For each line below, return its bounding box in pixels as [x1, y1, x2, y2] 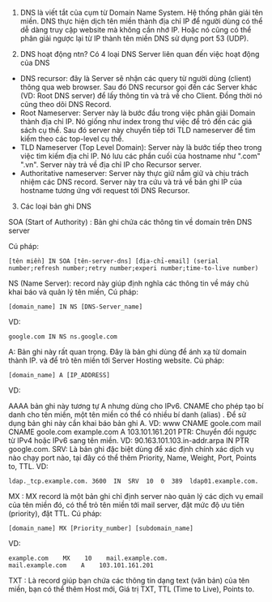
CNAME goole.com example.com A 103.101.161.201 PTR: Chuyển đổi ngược [8, 427, 257, 436]
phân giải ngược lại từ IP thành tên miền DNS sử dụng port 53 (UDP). [19, 33, 249, 43]
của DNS [19, 58, 50, 67]
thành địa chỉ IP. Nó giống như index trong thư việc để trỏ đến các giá [19, 117, 253, 126]
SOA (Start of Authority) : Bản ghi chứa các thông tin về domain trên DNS [8, 217, 253, 226]
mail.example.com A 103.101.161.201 [8, 561, 154, 570]
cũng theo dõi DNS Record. [19, 100, 112, 109]
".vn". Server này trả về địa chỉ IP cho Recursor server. [19, 160, 202, 170]
